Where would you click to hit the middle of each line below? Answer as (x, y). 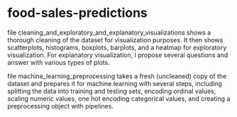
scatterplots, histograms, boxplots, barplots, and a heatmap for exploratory (117, 47)
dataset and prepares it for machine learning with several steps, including (115, 83)
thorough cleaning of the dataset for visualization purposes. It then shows (115, 39)
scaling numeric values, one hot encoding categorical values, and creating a (119, 98)
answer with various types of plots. (59, 62)
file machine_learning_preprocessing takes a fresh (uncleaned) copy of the (117, 76)
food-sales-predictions (77, 13)
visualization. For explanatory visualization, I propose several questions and (118, 55)
